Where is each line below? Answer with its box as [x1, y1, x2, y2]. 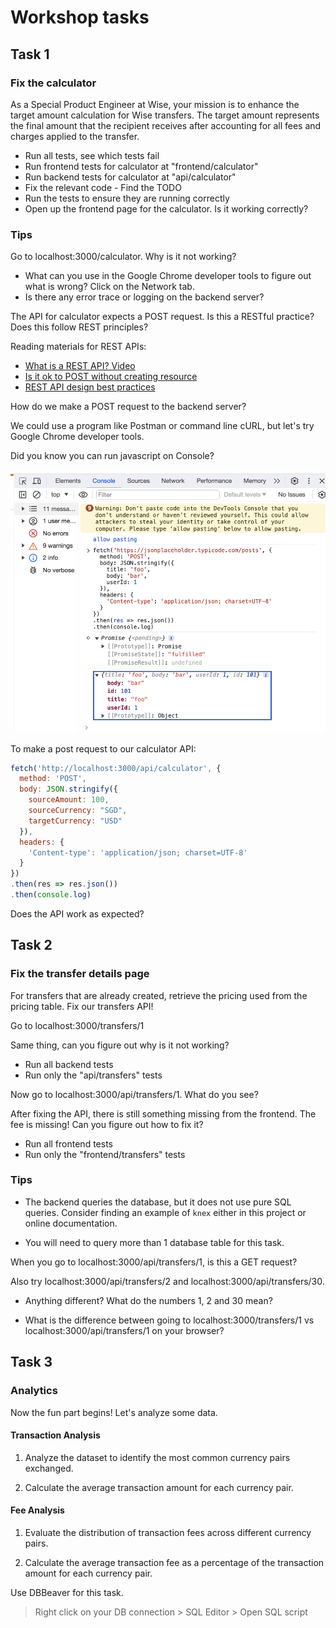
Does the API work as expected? [10, 907, 145, 920]
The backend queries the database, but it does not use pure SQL [24, 1196, 292, 1208]
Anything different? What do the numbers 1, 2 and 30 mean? [24, 1294, 273, 1306]
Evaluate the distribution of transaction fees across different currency [24, 1526, 312, 1538]
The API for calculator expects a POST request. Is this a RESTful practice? [10, 311, 315, 323]
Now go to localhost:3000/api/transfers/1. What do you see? [10, 1088, 259, 1100]
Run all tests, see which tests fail [24, 149, 160, 161]
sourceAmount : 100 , [28, 795, 110, 805]
